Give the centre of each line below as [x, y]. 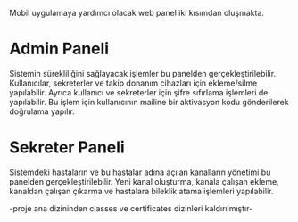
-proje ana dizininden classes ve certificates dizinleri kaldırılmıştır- [131, 208]
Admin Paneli [59, 49]
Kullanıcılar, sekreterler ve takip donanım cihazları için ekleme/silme [133, 83]
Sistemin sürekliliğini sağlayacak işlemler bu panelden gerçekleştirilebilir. [143, 73]
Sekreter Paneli [67, 148]
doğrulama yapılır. [42, 111]
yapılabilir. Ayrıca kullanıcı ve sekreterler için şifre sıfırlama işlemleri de [139, 92]
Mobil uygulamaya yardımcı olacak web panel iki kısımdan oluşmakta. [137, 13]
